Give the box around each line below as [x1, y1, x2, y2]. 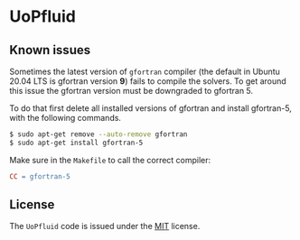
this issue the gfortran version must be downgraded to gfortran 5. [9, 86, 254, 96]
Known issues [9, 42, 91, 58]
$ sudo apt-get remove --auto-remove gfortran [9, 130, 188, 139]
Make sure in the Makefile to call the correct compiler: [9, 154, 211, 165]
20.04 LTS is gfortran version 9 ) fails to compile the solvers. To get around [9, 76, 286, 87]
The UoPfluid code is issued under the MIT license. [9, 221, 201, 232]
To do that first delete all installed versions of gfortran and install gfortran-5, [9, 103, 292, 114]
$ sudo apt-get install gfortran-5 [9, 138, 144, 147]
